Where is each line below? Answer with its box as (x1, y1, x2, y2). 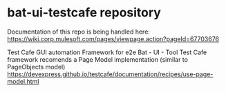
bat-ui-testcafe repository (7, 5, 161, 21)
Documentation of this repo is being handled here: (7, 27, 151, 36)
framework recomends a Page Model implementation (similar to (7, 55, 189, 63)
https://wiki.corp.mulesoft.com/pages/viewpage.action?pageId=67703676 (7, 34, 220, 43)
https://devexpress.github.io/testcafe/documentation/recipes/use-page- (7, 70, 214, 78)
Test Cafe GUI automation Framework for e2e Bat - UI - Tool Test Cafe (7, 48, 207, 56)
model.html (7, 77, 39, 85)
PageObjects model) (7, 62, 66, 71)
